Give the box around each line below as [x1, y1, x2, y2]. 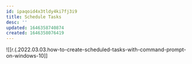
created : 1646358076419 [6, 30, 65, 36]
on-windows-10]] [6, 52, 48, 59]
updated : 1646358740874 [6, 24, 65, 31]
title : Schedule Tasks [6, 14, 62, 20]
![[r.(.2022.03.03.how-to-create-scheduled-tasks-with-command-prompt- [6, 46, 187, 53]
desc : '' [6, 19, 28, 25]
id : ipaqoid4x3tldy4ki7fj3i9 [6, 8, 78, 15]
